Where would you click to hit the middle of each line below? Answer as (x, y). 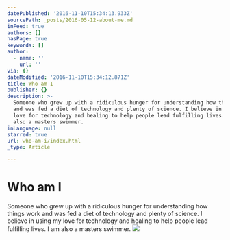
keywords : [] (26, 45)
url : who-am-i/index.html (44, 141)
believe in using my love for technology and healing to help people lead (107, 221)
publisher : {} (27, 90)
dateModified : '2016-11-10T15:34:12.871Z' (68, 77)
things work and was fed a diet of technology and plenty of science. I (105, 213)
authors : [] (24, 33)
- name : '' (29, 58)
